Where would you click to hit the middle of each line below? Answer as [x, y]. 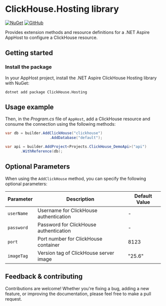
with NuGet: [17, 83]
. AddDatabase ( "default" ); [76, 138]
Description [81, 199]
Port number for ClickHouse [70, 238]
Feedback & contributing [44, 277]
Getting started [29, 53]
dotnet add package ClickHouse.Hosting [46, 92]
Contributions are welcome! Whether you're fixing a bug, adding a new [77, 288]
